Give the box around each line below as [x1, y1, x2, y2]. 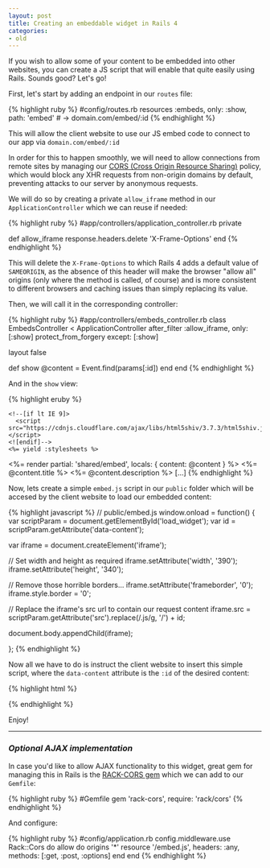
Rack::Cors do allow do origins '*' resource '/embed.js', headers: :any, [8, 842, 240, 852]
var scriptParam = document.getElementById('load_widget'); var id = [8, 516, 236, 526]
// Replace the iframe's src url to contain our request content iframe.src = [8, 605, 252, 614]
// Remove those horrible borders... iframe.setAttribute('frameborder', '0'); [8, 581, 253, 590]
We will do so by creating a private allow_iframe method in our [8, 194, 216, 204]
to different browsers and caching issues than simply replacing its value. [8, 283, 248, 294]
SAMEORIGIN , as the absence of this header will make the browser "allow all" [8, 267, 257, 276]
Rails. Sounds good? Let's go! [8, 73, 107, 83]
